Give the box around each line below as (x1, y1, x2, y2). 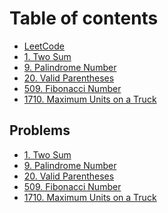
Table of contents (9, 7, 159, 30)
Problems (9, 122, 71, 139)
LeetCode (23, 40, 65, 52)
